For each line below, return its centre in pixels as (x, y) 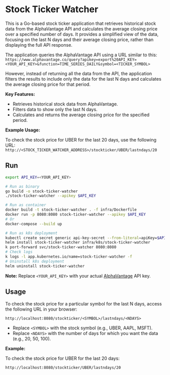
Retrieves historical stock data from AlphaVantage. (65, 104)
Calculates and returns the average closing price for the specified (81, 115)
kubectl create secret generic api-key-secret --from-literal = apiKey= (81, 238)
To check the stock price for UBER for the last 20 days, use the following (81, 140)
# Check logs (19, 252)
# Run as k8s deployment (31, 233)
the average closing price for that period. (48, 84)
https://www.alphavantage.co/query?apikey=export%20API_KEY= (71, 59)
